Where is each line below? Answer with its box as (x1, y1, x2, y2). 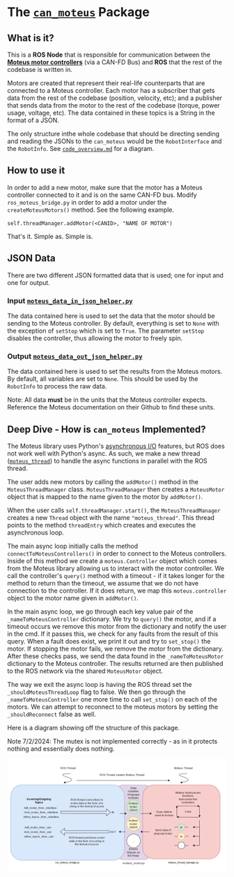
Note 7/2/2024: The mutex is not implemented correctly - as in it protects (7, 737, 218, 746)
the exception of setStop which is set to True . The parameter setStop (7, 326, 205, 335)
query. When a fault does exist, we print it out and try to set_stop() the (7, 637, 211, 646)
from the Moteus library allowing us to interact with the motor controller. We (7, 564, 225, 573)
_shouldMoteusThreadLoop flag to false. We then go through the (7, 688, 186, 696)
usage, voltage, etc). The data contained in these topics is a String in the (7, 109, 215, 117)
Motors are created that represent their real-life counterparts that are (7, 79, 205, 87)
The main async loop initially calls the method (7, 542, 139, 551)
